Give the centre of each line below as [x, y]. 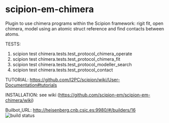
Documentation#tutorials [31, 85]
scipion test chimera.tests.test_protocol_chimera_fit [66, 59]
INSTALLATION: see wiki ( [32, 95]
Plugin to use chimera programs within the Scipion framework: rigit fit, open [84, 23]
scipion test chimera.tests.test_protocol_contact [63, 70]
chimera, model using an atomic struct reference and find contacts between [85, 28]
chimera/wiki [19, 100]
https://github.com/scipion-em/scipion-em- [105, 95]
